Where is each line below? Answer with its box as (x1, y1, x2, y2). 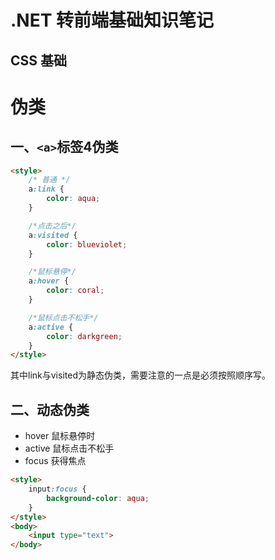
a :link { (28, 184, 65, 195)
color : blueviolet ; (46, 239, 128, 250)
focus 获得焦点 (24, 455, 87, 467)
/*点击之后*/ (28, 221, 77, 231)
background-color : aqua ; (46, 493, 150, 503)
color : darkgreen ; (46, 331, 123, 341)
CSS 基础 (10, 52, 68, 69)
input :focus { (28, 484, 87, 495)
